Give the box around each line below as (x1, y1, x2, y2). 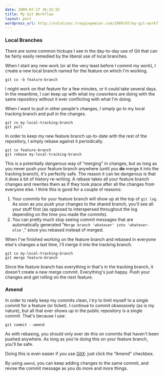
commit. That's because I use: (5, 313, 66, 318)
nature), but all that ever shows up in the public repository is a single (5, 308, 143, 314)
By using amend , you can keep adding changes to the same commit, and (5, 360, 149, 366)
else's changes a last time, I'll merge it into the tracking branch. (5, 241, 133, 247)
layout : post (5, 16, 32, 21)
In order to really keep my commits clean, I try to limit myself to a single (5, 297, 148, 303)
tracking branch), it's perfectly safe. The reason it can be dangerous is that (5, 171, 156, 177)
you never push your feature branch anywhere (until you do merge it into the (5, 165, 159, 171)
